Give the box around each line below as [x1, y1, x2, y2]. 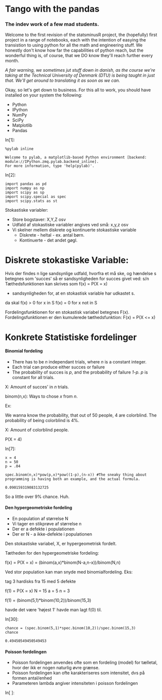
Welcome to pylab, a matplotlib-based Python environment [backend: [5, 155, 147, 160]
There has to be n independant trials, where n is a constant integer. [12, 359, 147, 364]
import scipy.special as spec [5, 194, 67, 200]
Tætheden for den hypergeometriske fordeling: [5, 550, 99, 556]
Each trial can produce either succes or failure [12, 364, 105, 370]
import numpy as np [5, 186, 45, 191]
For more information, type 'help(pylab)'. [5, 163, 95, 169]
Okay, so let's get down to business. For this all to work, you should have [5, 87, 151, 93]
